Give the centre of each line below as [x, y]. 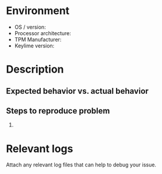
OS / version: [30, 27]
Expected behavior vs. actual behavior [77, 91]
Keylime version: [34, 46]
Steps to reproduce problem [58, 110]
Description [35, 69]
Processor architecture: [43, 33]
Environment [38, 11]
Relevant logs [40, 149]
